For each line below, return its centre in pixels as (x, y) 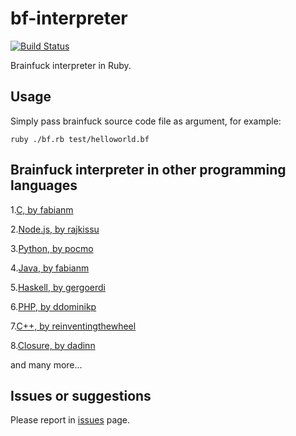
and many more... (46, 364)
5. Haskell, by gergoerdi (58, 287)
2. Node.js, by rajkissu (55, 229)
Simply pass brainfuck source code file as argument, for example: (146, 121)
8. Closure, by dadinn (53, 345)
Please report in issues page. (70, 420)
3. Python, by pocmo (52, 248)
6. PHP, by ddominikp (53, 306)
